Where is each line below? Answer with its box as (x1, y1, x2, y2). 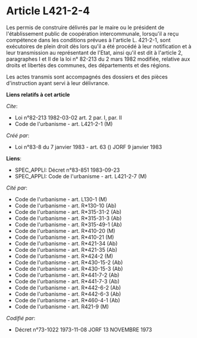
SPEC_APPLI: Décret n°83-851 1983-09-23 (14, 166, 120, 173)
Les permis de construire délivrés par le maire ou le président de (6, 24, 165, 31)
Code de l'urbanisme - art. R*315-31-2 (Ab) (14, 208, 122, 215)
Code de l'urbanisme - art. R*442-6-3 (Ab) (14, 290, 121, 298)
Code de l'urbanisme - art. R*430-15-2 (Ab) (14, 258, 123, 266)
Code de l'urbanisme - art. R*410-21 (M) (14, 233, 114, 241)
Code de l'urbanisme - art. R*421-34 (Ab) (14, 239, 118, 247)
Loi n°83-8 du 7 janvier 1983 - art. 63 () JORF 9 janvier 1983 (14, 143, 162, 150)
